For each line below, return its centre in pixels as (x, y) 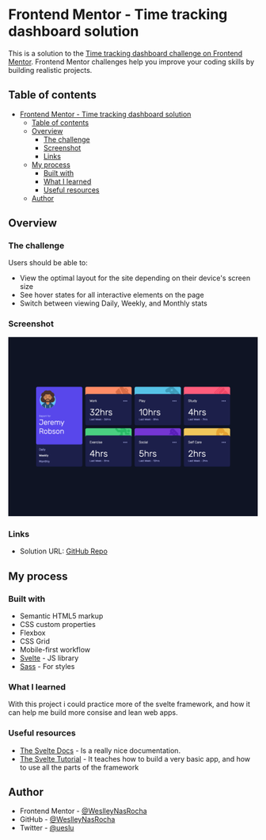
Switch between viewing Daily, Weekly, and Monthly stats (113, 303)
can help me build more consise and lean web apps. (93, 713)
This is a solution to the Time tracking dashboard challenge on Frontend (125, 53)
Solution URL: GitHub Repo (64, 551)
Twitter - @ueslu (47, 828)
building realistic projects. (50, 70)
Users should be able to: (48, 263)
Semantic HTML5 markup (61, 616)
